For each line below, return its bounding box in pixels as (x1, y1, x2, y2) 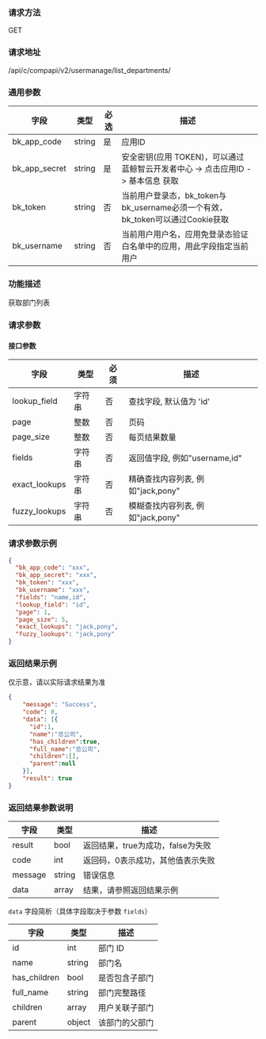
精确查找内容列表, (128, 474, 195, 485)
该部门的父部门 (97, 1018, 154, 1029)
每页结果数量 (128, 432, 177, 443)
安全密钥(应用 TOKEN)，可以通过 (121, 151, 245, 162)
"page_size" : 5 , (15, 615, 69, 624)
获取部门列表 (8, 298, 50, 307)
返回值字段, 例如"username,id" (128, 452, 242, 464)
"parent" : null (28, 760, 77, 768)
